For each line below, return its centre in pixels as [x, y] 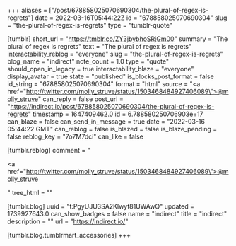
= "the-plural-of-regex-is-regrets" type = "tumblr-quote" [90, 25]
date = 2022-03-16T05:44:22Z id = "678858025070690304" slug [131, 18]
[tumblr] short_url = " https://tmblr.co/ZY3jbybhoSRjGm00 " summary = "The [118, 39]
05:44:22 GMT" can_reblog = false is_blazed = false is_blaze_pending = [112, 129]
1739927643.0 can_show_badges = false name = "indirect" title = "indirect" [117, 214]
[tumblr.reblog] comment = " [49, 150]
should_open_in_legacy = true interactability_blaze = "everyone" [101, 69]
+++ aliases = [28, 10]
